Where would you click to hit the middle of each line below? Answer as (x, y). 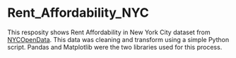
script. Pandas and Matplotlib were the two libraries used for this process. (115, 47)
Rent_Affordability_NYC (78, 13)
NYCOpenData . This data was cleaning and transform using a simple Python (118, 39)
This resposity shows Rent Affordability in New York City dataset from (109, 32)
